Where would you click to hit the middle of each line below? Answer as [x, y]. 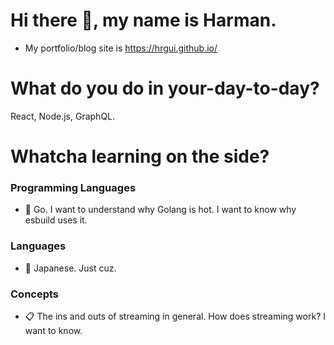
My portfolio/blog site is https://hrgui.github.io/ [121, 48]
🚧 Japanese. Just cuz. [70, 268]
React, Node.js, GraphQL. [63, 116]
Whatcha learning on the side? [140, 156]
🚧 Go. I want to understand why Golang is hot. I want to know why [160, 210]
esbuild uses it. [56, 220]
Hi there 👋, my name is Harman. [143, 20]
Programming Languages [73, 187]
